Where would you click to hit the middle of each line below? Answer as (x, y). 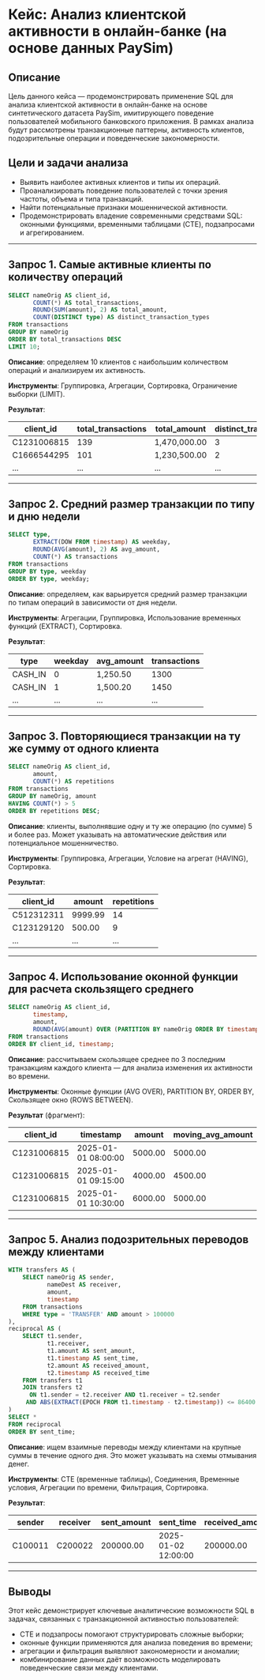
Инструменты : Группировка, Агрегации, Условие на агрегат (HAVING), (128, 858)
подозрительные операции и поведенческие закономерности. (114, 138)
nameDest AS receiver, (84, 1285)
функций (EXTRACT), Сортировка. (65, 626)
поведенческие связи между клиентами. (89, 1668)
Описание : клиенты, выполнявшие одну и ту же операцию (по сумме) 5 (130, 826)
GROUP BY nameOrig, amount (52, 796)
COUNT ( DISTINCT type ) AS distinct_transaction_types (121, 318)
